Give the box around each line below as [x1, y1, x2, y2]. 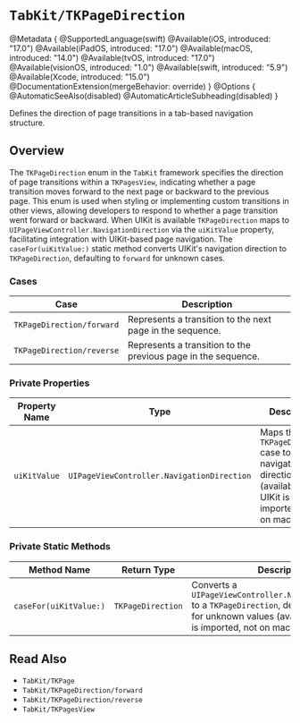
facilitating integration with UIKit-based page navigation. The [9, 234, 234, 244]
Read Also [9, 651, 67, 667]
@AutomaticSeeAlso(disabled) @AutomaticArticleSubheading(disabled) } [9, 90, 279, 101]
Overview [9, 143, 65, 158]
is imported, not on [191, 621, 271, 634]
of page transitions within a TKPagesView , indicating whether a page [9, 176, 256, 187]
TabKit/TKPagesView [21, 705, 96, 714]
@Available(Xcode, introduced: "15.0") [9, 71, 150, 82]
